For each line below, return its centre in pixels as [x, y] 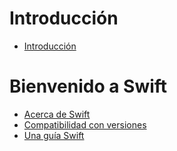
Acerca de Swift [57, 114]
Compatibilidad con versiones [85, 124]
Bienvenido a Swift [88, 86]
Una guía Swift [54, 135]
